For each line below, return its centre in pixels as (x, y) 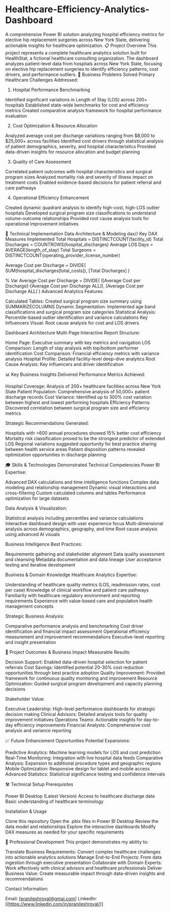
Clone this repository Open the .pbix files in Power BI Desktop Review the (82, 821)
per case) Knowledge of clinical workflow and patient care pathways (77, 590)
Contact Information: (27, 889)
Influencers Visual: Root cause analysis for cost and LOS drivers (72, 323)
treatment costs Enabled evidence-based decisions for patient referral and (83, 182)
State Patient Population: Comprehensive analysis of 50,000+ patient (77, 391)
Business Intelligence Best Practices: (44, 544)
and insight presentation (31, 642)
